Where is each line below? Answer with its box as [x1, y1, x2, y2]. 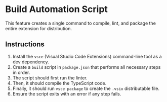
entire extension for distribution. [5, 25, 72, 31]
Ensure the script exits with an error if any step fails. [12, 90, 121, 96]
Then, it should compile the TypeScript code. [12, 80, 107, 86]
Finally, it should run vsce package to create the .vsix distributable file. [12, 85, 159, 91]
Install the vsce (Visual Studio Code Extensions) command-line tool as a [12, 53, 162, 59]
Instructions [5, 40, 45, 49]
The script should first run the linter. [12, 74, 88, 81]
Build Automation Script [5, 4, 108, 15]
